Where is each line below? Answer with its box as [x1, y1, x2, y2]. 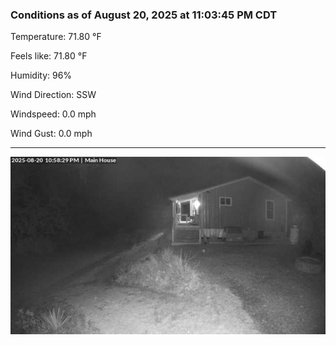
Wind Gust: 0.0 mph [10, 128, 93, 140]
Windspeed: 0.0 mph [10, 108, 97, 120]
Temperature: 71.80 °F [10, 31, 102, 43]
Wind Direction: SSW [10, 89, 97, 101]
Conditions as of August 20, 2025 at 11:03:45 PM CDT [10, 8, 278, 22]
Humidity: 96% [10, 69, 73, 82]
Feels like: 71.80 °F [10, 50, 88, 62]
